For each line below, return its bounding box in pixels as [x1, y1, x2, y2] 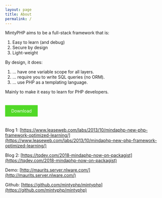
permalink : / [5, 16, 32, 21]
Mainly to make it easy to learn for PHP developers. [5, 89, 109, 95]
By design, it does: [5, 60, 43, 66]
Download [11, 108, 32, 114]
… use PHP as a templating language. [12, 79, 88, 85]
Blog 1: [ [5, 127, 22, 133]
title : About [5, 12, 32, 17]
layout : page [5, 7, 32, 12]
